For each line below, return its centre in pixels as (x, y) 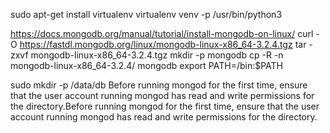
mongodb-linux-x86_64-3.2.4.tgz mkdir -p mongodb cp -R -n (157, 55)
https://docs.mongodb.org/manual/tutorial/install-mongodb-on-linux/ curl (162, 33)
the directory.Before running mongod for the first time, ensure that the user (165, 106)
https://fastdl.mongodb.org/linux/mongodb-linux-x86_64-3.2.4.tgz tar (163, 44)
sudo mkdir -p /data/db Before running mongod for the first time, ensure (159, 85)
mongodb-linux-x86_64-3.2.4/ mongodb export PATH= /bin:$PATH (147, 65)
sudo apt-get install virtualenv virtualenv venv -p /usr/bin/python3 (146, 14)
